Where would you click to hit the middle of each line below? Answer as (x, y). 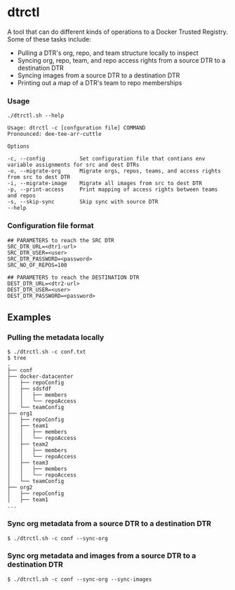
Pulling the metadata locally (56, 337)
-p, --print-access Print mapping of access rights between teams (113, 190)
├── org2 (20, 488)
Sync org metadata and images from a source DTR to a (102, 556)
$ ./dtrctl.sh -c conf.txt (47, 352)
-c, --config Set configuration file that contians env (106, 159)
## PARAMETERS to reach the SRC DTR (61, 240)
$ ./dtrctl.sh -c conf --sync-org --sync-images (80, 579)
